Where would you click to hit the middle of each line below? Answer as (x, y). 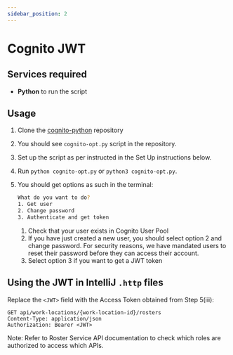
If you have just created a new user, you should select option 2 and (125, 238)
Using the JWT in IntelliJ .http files (85, 283)
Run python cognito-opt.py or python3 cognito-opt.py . (97, 171)
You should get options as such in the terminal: (85, 185)
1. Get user (35, 205)
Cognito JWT (47, 48)
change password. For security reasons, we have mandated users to (127, 245)
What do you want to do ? (54, 198)
